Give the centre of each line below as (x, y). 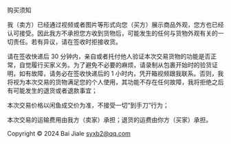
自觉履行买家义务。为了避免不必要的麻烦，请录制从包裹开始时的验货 (115, 65)
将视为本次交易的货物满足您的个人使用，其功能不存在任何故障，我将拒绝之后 (115, 82)
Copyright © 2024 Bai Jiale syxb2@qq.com (69, 133)
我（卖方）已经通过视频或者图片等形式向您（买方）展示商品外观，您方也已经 (115, 25)
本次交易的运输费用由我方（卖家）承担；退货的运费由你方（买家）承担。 (109, 120)
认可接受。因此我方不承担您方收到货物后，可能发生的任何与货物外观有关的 (112, 33)
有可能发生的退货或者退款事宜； (52, 91)
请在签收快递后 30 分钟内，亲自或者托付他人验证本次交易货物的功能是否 (109, 56)
